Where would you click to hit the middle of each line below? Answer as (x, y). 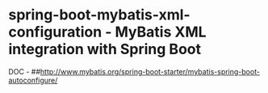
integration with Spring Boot (105, 49)
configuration (55, 32)
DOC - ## (25, 71)
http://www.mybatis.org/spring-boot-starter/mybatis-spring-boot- (150, 71)
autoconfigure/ (33, 80)
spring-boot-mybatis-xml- (100, 15)
